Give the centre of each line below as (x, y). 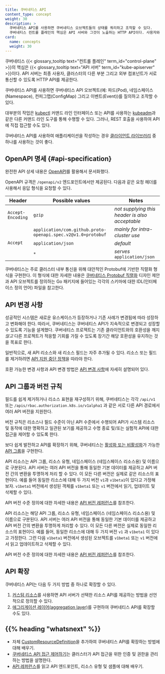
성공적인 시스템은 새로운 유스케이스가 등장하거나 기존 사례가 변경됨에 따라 (75, 318)
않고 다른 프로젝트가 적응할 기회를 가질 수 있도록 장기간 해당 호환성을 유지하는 (79, 336)
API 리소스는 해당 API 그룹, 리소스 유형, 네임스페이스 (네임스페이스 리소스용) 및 (80, 513)
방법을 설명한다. (37, 660)
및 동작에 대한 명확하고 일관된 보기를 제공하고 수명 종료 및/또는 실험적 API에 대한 (82, 428)
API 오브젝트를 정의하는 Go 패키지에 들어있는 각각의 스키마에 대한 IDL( (78, 282)
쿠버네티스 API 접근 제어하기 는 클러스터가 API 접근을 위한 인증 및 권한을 (81, 654)
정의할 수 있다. (39, 601)
